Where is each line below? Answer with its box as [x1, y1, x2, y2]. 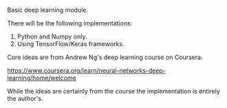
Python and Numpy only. [17, 32, 87, 41]
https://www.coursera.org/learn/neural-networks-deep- [7, 67, 166, 74]
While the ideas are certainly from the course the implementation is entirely [7, 87, 220, 95]
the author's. [7, 94, 43, 102]
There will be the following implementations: [7, 19, 133, 27]
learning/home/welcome [7, 74, 77, 82]
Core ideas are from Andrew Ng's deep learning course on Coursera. [7, 53, 203, 61]
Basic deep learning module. [7, 6, 88, 14]
